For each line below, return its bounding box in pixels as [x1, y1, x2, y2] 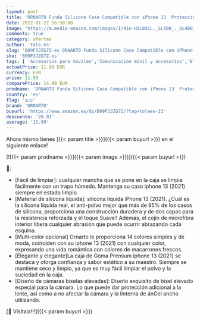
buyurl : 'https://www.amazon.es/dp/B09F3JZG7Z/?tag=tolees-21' [6, 108, 167, 114]
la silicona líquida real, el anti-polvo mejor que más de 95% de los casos [14, 202, 192, 209]
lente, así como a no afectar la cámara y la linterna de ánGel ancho [14, 290, 179, 297]
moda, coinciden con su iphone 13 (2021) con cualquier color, [14, 240, 166, 247]
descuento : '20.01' [6, 114, 55, 119]
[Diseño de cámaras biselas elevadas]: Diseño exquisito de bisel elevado [14, 278, 193, 285]
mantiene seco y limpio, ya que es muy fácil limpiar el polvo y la [14, 265, 171, 272]
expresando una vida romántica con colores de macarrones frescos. [14, 246, 183, 253]
